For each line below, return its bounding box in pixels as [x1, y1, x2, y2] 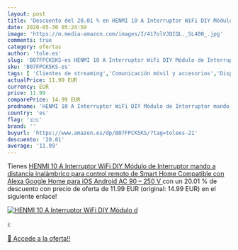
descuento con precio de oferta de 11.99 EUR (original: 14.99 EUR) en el [7, 185, 216, 193]
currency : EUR [7, 83, 50, 90]
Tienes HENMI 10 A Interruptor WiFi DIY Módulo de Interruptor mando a [7, 162, 216, 170]
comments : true [7, 37, 52, 44]
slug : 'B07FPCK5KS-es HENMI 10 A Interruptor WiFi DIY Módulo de [7, 57, 204, 64]
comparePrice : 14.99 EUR [7, 97, 81, 104]
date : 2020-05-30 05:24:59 [7, 23, 87, 31]
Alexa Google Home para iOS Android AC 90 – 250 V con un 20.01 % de [7, 177, 217, 185]
